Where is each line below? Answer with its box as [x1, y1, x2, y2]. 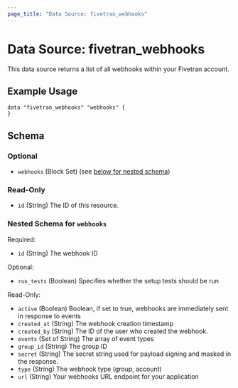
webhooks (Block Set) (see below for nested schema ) [17, 167, 171, 176]
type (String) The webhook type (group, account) [17, 365, 162, 373]
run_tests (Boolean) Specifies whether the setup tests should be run [17, 276, 219, 285]
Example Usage [7, 85, 78, 97]
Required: [7, 235, 36, 243]
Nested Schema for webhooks [7, 219, 107, 229]
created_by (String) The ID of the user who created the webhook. [17, 327, 208, 335]
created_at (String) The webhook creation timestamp [17, 319, 174, 327]
